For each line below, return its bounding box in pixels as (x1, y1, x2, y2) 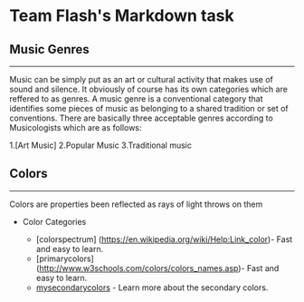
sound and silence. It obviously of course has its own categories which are (9, 83, 288, 94)
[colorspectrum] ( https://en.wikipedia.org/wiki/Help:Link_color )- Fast (35, 233, 293, 245)
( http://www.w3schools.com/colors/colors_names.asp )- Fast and (35, 262, 280, 273)
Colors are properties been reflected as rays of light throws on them (9, 199, 263, 209)
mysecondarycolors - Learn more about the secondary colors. (35, 282, 269, 293)
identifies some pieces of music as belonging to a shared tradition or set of (9, 103, 290, 113)
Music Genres (9, 42, 90, 57)
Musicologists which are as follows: (9, 122, 142, 132)
